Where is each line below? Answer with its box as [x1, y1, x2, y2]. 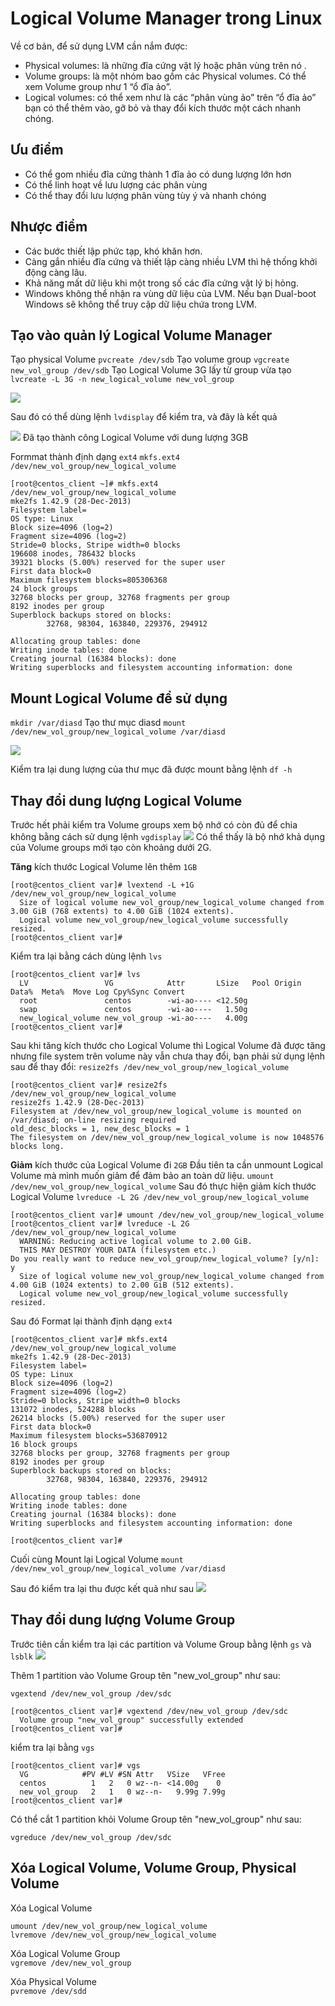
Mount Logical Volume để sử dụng [10, 690, 228, 707]
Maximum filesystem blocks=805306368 [10, 575, 168, 586]
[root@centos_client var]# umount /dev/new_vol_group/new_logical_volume [10, 1210, 325, 1220]
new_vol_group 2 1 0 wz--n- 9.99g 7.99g [19, 1787, 226, 1797]
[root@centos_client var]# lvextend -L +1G [10, 880, 195, 890]
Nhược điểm [10, 218, 88, 236]
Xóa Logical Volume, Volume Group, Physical [10, 1860, 297, 1877]
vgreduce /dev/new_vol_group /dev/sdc [10, 1832, 172, 1842]
